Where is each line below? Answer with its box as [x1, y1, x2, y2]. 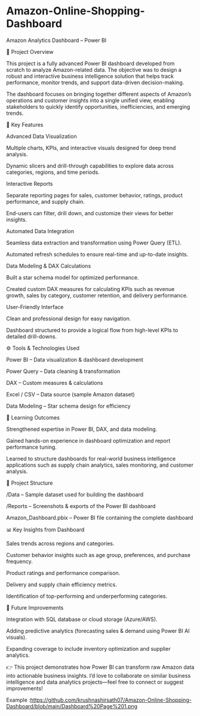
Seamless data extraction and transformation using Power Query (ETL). [6, 239, 182, 246]
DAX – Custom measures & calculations [6, 379, 103, 386]
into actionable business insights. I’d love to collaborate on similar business [6, 672, 191, 679]
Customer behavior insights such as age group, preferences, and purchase [6, 551, 191, 558]
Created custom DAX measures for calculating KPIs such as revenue [6, 285, 175, 292]
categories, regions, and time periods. [6, 169, 100, 176]
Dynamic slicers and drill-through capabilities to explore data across [6, 162, 174, 169]
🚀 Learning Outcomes [6, 414, 60, 421]
